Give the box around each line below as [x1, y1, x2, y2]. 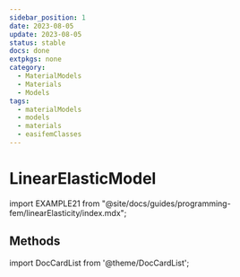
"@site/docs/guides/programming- [101, 198, 231, 209]
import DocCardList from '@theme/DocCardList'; [9, 257, 190, 268]
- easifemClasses [17, 130, 82, 139]
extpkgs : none [9, 55, 63, 64]
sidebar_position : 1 [9, 13, 87, 22]
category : [9, 64, 47, 73]
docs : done [9, 47, 50, 56]
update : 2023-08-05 [9, 30, 82, 39]
